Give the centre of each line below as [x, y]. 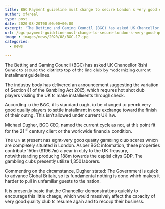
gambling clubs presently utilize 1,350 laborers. [53, 161]
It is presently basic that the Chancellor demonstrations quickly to [72, 191]
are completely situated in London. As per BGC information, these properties [82, 145]
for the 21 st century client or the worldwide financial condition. [69, 130]
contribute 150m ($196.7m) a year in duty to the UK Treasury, [67, 151]
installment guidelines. [28, 75]
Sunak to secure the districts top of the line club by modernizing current [78, 70]
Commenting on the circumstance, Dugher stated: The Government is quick [82, 171]
